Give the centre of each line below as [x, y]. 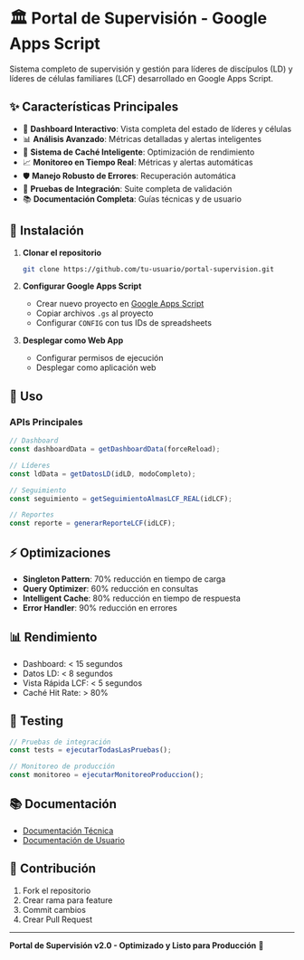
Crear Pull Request [57, 919]
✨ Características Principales [94, 107]
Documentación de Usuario [73, 840]
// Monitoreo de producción [62, 766]
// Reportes [32, 515]
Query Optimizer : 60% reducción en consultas [110, 588]
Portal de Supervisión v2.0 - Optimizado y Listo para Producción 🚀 [137, 945]
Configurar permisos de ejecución [100, 358]
